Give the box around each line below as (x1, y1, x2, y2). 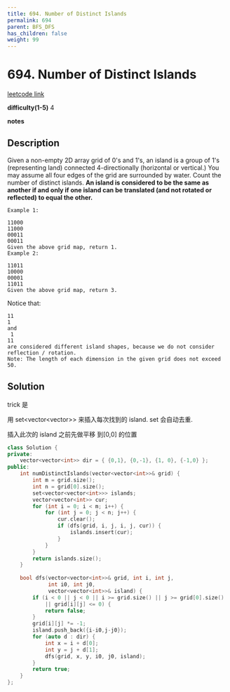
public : (7, 464, 30, 471)
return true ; (32, 666, 71, 673)
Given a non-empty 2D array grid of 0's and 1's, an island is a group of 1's (7, 156, 219, 164)
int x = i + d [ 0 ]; (44, 639, 99, 646)
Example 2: (7, 250, 39, 257)
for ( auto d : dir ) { (32, 633, 96, 641)
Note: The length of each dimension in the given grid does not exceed (7, 355, 221, 362)
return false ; (44, 607, 86, 614)
